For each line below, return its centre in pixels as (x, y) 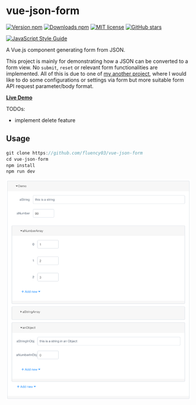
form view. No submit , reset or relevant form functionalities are (82, 67)
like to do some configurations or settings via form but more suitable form (95, 80)
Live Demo (19, 97)
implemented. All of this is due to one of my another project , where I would (96, 73)
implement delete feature (45, 120)
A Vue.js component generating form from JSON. (66, 50)
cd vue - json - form (27, 159)
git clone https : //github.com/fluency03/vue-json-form (75, 153)
